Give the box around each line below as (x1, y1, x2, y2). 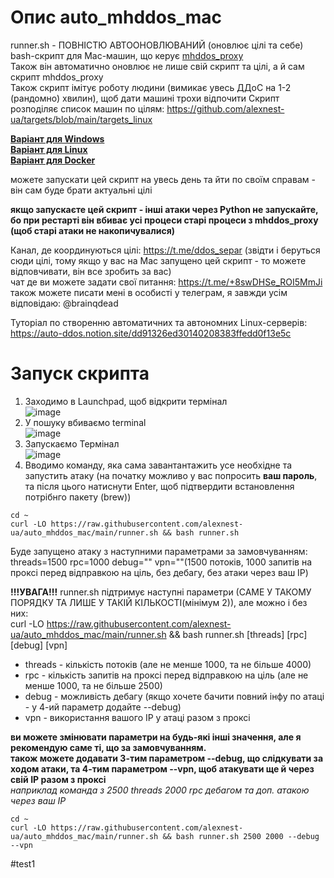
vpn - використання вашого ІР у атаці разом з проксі (24, 711, 251, 723)
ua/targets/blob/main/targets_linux (10, 113, 153, 125)
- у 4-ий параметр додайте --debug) (24, 701, 182, 713)
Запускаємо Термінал (24, 437, 120, 450)
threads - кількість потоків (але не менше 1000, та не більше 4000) (24, 658, 312, 670)
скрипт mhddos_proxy (10, 71, 104, 83)
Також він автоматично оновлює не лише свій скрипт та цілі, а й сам (10, 60, 305, 72)
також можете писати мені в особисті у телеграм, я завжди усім (10, 286, 288, 298)
